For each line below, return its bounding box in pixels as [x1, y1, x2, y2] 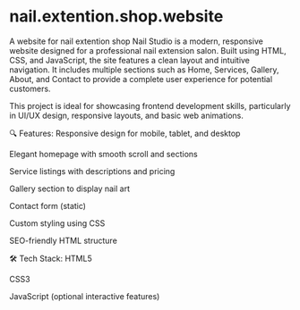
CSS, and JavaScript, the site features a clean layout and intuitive [9, 54, 251, 65]
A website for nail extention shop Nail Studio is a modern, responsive [9, 36, 264, 46]
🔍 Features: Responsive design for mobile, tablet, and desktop [9, 128, 241, 138]
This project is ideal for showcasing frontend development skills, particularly [9, 100, 291, 111]
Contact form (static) [9, 200, 87, 211]
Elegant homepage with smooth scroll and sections [9, 148, 199, 159]
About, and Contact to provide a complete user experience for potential [9, 73, 273, 84]
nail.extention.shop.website [9, 6, 224, 27]
